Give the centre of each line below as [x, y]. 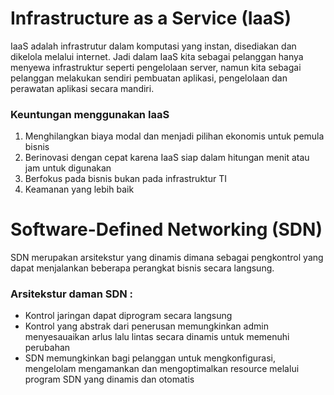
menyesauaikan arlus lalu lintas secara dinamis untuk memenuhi [157, 337]
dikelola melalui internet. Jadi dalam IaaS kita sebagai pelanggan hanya [157, 56]
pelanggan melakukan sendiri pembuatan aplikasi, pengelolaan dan [149, 78]
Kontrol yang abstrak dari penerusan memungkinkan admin [146, 326]
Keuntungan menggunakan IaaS [90, 114]
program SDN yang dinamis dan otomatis [109, 379]
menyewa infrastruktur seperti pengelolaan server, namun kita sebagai [156, 67]
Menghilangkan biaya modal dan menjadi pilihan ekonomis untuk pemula [174, 136]
